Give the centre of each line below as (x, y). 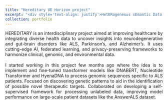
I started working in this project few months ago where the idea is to (84, 65)
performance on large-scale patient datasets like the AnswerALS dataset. (81, 97)
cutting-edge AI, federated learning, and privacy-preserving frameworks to (84, 49)
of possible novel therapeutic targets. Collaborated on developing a (78, 86)
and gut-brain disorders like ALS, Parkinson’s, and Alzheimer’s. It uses (84, 44)
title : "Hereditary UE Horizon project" (48, 10)
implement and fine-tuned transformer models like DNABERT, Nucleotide (84, 70)
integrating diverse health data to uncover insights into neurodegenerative (84, 38)
